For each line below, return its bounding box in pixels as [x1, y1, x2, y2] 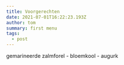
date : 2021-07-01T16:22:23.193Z [6, 14, 86, 20]
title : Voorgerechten [6, 8, 60, 15]
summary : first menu [6, 25, 58, 31]
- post [11, 36, 28, 42]
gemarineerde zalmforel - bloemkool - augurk [6, 53, 119, 59]
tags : [6, 31, 20, 37]
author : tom [6, 19, 36, 25]
